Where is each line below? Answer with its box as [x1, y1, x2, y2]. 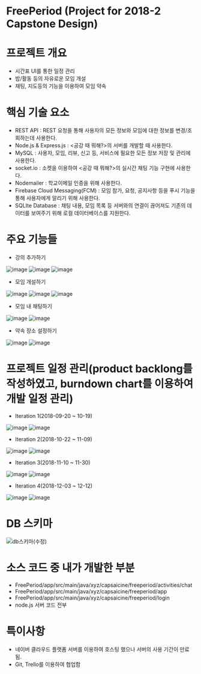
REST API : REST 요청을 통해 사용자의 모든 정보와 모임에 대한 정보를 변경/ [14, 127, 188, 134]
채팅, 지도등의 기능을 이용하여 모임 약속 [14, 82, 107, 90]
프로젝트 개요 [6, 46, 67, 60]
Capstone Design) [6, 17, 98, 31]
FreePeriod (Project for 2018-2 [6, 4, 161, 18]
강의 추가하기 [14, 254, 46, 261]
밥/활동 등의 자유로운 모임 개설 [14, 75, 86, 82]
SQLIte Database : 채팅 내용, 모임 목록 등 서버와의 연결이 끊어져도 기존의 [14, 202, 186, 209]
